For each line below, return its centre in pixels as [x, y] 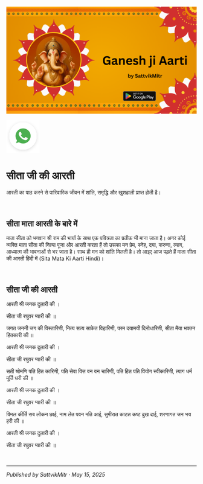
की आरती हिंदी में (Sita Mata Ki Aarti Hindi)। [55, 259]
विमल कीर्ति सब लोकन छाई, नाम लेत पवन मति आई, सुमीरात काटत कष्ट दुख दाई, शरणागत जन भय [99, 415]
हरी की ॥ [15, 421]
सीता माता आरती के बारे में [42, 224]
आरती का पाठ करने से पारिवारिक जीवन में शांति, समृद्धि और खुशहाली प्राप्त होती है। [84, 193]
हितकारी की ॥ [20, 335]
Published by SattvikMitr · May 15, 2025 [56, 475]
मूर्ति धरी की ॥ [20, 378]
